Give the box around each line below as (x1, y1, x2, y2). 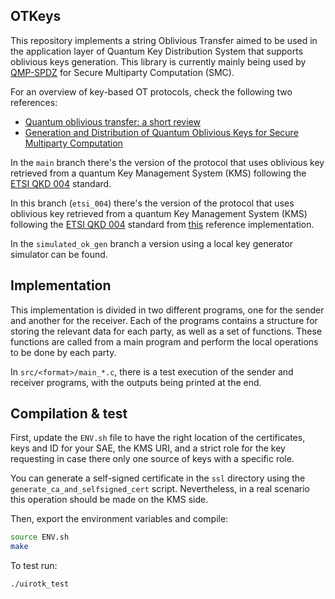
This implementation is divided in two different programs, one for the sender (10, 304, 325, 316)
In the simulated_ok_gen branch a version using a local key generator (10, 237, 294, 249)
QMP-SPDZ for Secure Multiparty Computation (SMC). (10, 66, 235, 78)
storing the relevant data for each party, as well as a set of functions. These (10, 325, 323, 337)
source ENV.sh (10, 532, 70, 543)
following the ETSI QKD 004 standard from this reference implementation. (10, 218, 315, 230)
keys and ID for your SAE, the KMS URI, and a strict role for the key (10, 442, 286, 454)
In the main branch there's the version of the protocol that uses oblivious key (10, 156, 325, 168)
